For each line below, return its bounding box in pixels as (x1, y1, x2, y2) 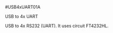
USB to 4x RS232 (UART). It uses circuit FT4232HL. (5, 23, 109, 29)
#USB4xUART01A (5, 4, 40, 10)
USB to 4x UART (5, 14, 38, 19)
